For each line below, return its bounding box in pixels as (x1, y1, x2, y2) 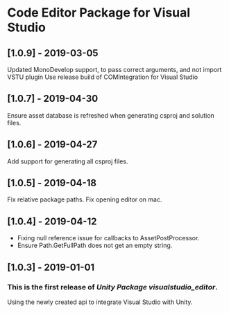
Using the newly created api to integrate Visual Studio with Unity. (7, 298, 193, 306)
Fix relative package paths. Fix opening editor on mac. (7, 195, 162, 204)
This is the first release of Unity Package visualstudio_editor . (7, 282, 218, 292)
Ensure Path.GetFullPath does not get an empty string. (17, 241, 173, 250)
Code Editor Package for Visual (7, 5, 191, 21)
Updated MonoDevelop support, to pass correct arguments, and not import (7, 66, 222, 73)
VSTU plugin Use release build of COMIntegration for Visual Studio (7, 73, 198, 81)
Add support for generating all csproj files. (7, 157, 128, 166)
